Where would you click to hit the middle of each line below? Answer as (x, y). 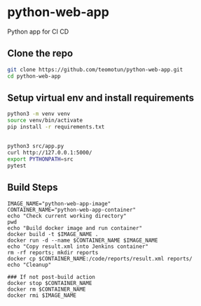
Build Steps (33, 188)
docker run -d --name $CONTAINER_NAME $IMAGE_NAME (83, 240)
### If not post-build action (51, 277)
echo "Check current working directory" (67, 216)
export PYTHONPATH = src (40, 159)
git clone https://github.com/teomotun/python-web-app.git (95, 70)
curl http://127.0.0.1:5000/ (50, 153)
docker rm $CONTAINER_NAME (47, 289)
